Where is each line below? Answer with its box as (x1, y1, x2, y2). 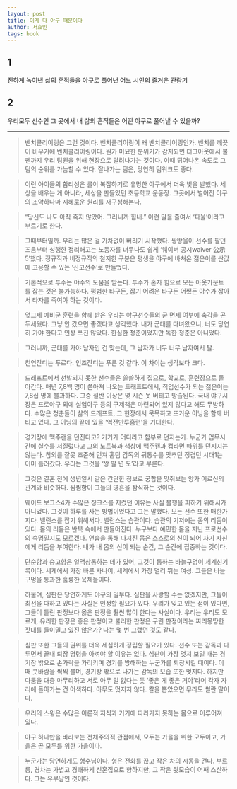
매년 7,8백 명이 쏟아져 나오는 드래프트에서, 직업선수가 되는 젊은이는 (45, 382, 229, 391)
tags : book (7, 30, 39, 38)
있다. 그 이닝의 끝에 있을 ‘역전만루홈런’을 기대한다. (37, 417, 175, 426)
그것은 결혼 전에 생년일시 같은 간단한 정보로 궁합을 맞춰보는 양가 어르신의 (24, 474, 224, 483)
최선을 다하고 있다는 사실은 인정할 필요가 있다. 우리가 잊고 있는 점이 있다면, (24, 599, 230, 607)
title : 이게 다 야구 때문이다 (7, 17, 83, 24)
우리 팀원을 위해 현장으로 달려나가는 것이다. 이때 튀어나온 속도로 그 (43, 156, 226, 164)
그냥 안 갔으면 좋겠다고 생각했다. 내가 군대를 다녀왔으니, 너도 (51, 319, 217, 328)
